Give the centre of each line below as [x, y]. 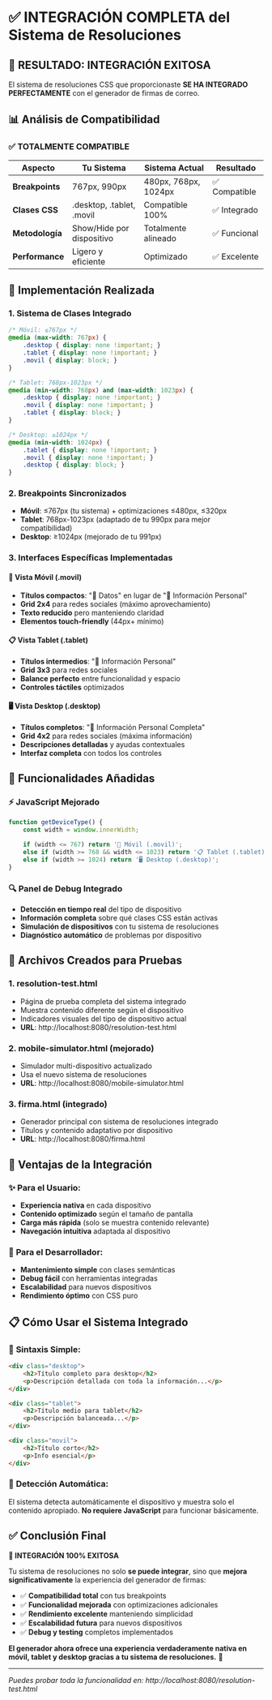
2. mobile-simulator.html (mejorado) [81, 1048]
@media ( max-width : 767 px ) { [57, 338]
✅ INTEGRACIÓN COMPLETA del [119, 17]
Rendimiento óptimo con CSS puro [79, 1296]
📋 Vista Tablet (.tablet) [49, 640]
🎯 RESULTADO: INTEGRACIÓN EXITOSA [110, 65]
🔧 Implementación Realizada [82, 291]
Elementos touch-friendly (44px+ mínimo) [92, 621]
